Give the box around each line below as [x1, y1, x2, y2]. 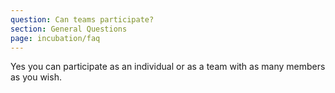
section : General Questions [10, 24, 128, 34]
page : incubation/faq [10, 33, 101, 43]
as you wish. [10, 71, 62, 83]
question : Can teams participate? [10, 14, 155, 25]
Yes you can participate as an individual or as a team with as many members [10, 61, 326, 73]
